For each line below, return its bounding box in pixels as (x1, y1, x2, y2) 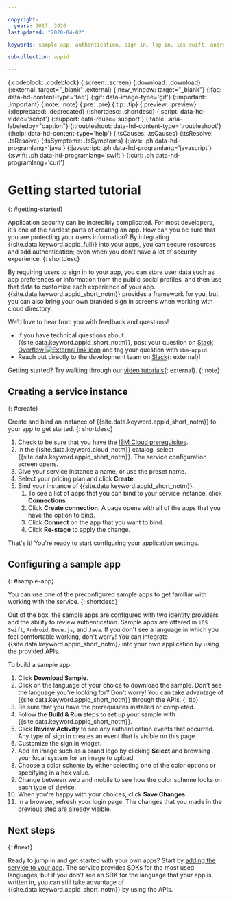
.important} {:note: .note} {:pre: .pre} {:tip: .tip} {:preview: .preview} (8, 100, 197, 108)
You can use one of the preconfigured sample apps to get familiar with (8, 590, 207, 598)
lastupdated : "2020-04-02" (8, 29, 85, 36)
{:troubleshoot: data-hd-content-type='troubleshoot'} (69, 122, 221, 130)
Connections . (27, 496, 68, 504)
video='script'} (8, 114, 50, 123)
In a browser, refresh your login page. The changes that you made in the (17, 797, 222, 805)
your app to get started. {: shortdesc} (8, 424, 113, 433)
